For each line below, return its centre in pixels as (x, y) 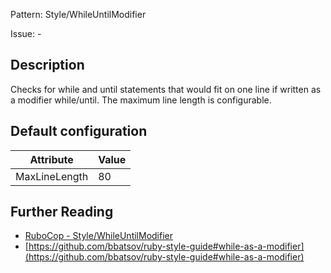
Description (47, 65)
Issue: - (26, 33)
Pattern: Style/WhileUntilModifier (78, 14)
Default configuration (79, 131)
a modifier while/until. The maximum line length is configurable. (141, 100)
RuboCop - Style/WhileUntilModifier (99, 236)
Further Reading (62, 212)
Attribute (51, 159)
